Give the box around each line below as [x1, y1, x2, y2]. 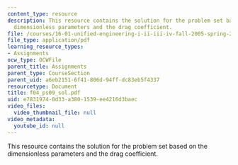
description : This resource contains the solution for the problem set [7, 17, 223, 24]
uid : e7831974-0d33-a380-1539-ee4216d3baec [7, 96, 138, 103]
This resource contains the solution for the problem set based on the [7, 142, 208, 150]
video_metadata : [7, 115, 55, 123]
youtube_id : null [13, 122, 65, 130]
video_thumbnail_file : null [13, 109, 97, 116]
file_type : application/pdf [7, 37, 91, 44]
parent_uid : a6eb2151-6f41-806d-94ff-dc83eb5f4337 [7, 76, 160, 84]
